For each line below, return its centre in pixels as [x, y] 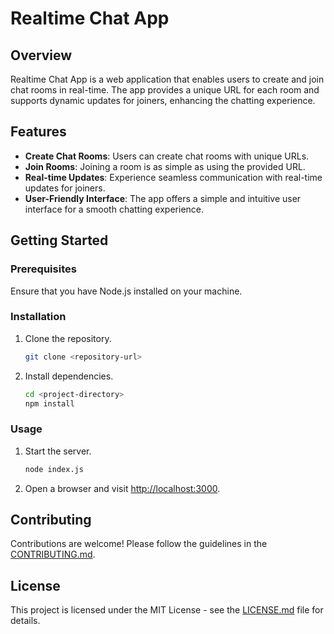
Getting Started [59, 240]
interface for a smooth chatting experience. [114, 209]
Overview [41, 55]
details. [25, 621]
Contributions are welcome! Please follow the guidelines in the [139, 544]
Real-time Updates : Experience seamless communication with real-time [173, 177]
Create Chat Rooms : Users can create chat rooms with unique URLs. [167, 156]
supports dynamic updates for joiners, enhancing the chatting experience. [163, 100]
